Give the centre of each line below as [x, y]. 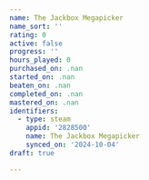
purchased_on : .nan [46, 69]
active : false [36, 43]
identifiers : [34, 111]
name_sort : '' [36, 26]
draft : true [32, 153]
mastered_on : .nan [44, 102]
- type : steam [44, 119]
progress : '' [34, 52]
